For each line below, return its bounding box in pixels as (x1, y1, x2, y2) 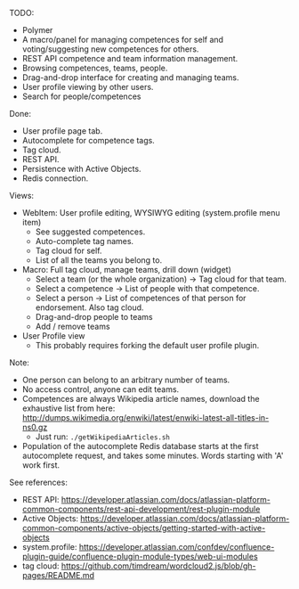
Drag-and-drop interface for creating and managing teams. (21, 72, 239, 83)
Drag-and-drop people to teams (35, 312, 153, 322)
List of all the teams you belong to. (35, 255, 163, 266)
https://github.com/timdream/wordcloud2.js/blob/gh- (61, 560, 256, 571)
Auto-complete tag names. (35, 236, 134, 246)
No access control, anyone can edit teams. (21, 384, 180, 395)
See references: (9, 477, 69, 487)
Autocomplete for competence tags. (21, 135, 156, 145)
